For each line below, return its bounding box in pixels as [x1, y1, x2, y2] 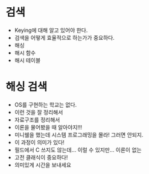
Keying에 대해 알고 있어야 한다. [14, 26, 88, 34]
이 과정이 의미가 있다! [14, 138, 65, 146]
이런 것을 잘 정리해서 [14, 108, 63, 116]
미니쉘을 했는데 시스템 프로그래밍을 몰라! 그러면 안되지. [14, 131, 144, 138]
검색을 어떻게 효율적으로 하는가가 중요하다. [14, 34, 115, 41]
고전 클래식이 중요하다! [14, 154, 68, 161]
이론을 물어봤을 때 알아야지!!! [14, 123, 83, 131]
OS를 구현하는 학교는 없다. [14, 101, 77, 108]
